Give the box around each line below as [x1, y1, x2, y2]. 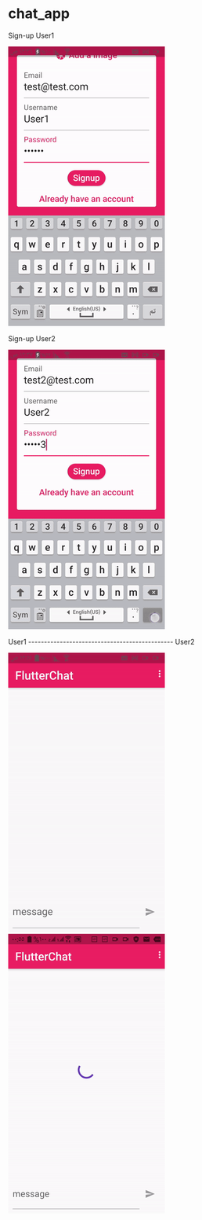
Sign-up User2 [8, 333, 56, 343]
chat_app [8, 5, 70, 23]
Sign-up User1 [8, 31, 55, 40]
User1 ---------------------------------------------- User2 [8, 637, 195, 646]
